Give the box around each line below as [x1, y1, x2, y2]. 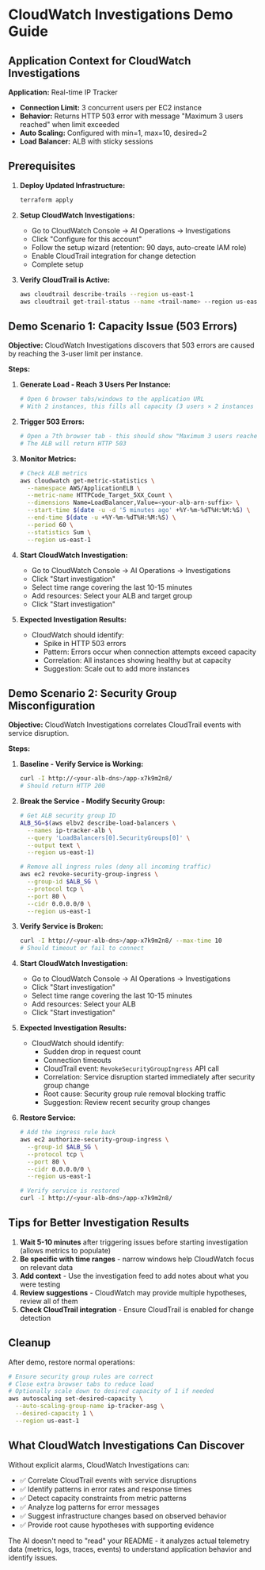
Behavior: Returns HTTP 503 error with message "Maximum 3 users [19, 111, 244, 121]
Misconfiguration [8, 698, 96, 712]
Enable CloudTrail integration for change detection [31, 251, 196, 260]
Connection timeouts [43, 1056, 112, 1065]
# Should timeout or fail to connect [19, 945, 145, 952]
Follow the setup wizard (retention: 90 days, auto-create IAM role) [31, 242, 247, 252]
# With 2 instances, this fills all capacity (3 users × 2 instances [19, 402, 255, 410]
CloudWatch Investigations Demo [8, 6, 233, 24]
